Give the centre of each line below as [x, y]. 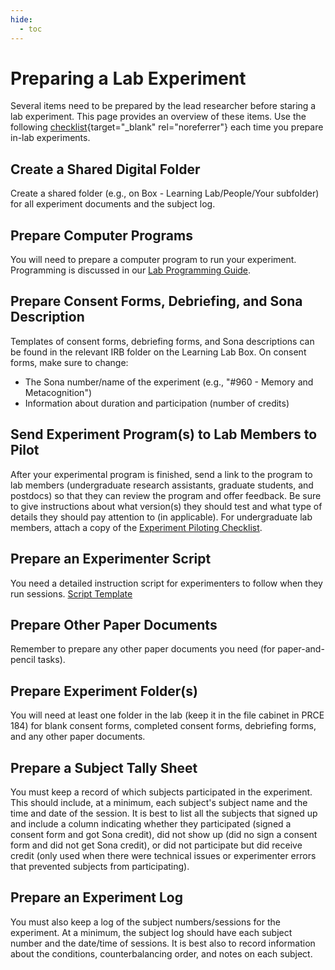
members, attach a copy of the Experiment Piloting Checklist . [136, 527]
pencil [23, 660]
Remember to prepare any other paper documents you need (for [143, 649]
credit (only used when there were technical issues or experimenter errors [163, 855]
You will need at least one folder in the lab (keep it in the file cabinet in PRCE [167, 715]
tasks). [51, 660]
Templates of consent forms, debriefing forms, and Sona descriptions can [162, 341]
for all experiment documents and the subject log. [113, 204]
